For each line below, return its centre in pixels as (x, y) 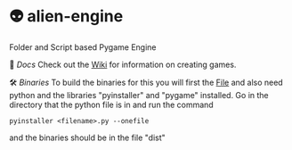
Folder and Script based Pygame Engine (83, 47)
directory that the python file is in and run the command (111, 104)
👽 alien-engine (66, 17)
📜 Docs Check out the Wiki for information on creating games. (123, 64)
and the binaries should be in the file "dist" (88, 137)
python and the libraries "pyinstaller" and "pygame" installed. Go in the (139, 95)
